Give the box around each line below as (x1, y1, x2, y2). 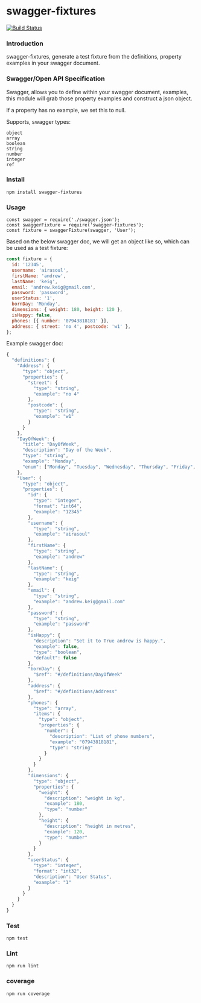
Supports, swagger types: (6, 118, 71, 125)
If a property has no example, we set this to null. (6, 106, 126, 114)
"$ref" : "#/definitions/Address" (33, 688, 118, 694)
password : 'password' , (11, 290, 69, 296)
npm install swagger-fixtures (6, 189, 83, 195)
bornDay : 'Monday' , (11, 301, 61, 307)
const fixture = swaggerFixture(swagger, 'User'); (6, 228, 136, 234)
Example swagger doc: (6, 340, 63, 347)
